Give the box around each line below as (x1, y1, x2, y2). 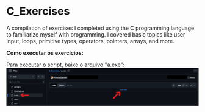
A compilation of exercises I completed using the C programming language (6, 24, 195, 32)
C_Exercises (6, 4, 70, 18)
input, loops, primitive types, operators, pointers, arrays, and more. (6, 37, 175, 44)
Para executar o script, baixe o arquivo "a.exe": (6, 61, 125, 68)
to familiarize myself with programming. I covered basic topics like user (6, 30, 185, 38)
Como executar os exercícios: (6, 49, 84, 56)
